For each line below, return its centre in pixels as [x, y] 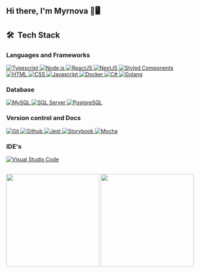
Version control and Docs [44, 118]
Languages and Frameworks [48, 55]
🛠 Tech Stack [33, 35]
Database [20, 90]
